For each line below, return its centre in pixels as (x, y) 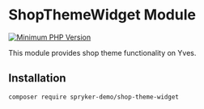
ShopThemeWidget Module (102, 15)
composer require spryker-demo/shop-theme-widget (94, 97)
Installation (37, 78)
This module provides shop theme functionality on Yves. (102, 52)
